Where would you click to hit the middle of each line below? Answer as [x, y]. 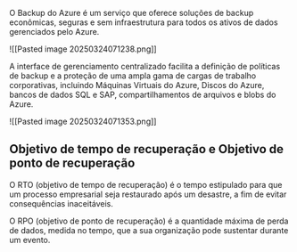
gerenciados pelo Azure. [54, 32]
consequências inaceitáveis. [62, 203]
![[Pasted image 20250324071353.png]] [83, 121]
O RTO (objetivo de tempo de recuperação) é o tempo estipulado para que [146, 184]
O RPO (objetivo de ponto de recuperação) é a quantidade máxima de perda [149, 221]
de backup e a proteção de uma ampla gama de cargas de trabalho [133, 76]
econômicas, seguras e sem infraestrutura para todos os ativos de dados [144, 22]
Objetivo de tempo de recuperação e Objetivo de [146, 149]
